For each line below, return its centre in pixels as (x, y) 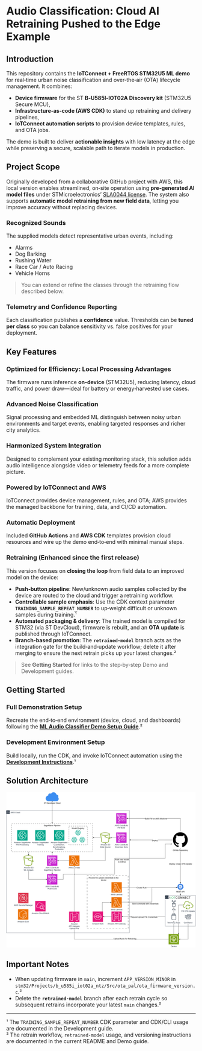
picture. (16, 472)
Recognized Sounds (36, 223)
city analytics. (23, 430)
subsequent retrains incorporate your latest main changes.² (88, 1005)
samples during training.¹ (46, 614)
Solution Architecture (47, 781)
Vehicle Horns (32, 273)
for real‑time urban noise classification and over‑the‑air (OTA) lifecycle (93, 80)
